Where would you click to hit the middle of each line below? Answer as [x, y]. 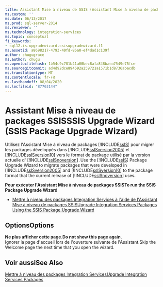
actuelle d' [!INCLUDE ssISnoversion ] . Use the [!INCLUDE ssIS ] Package [76, 160]
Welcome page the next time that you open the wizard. [60, 247]
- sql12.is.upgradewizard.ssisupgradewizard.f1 [54, 46]
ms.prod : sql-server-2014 [31, 23]
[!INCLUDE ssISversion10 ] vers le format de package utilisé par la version [78, 155]
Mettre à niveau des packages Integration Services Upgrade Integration [76, 274]
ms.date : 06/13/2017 [26, 18]
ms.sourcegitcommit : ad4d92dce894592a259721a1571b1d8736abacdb [70, 69]
